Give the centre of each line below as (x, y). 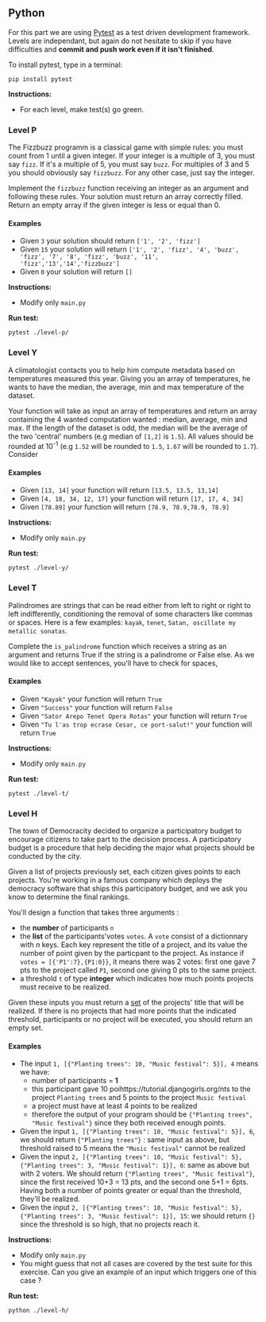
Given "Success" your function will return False (96, 707)
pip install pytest (40, 79)
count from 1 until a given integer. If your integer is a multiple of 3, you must (132, 156)
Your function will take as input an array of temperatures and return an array (133, 411)
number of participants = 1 (75, 1081)
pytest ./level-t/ (39, 794)
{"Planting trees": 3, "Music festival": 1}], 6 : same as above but (135, 1165)
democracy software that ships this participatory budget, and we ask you (128, 889)
